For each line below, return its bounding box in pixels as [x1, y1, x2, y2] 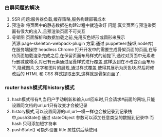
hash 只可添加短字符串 [11, 120, 57, 126]
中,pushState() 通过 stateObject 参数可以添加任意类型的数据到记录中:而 [11, 114, 154, 120]
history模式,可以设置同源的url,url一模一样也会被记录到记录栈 [11, 108, 132, 114]
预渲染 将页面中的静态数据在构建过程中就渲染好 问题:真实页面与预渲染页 [11, 22, 156, 28]
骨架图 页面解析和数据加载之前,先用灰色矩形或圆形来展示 [11, 34, 125, 40]
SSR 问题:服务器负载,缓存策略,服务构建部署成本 [11, 16, 106, 22]
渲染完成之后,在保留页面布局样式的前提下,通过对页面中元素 [33, 52, 151, 59]
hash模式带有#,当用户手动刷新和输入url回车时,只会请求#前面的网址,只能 [11, 96, 155, 102]
